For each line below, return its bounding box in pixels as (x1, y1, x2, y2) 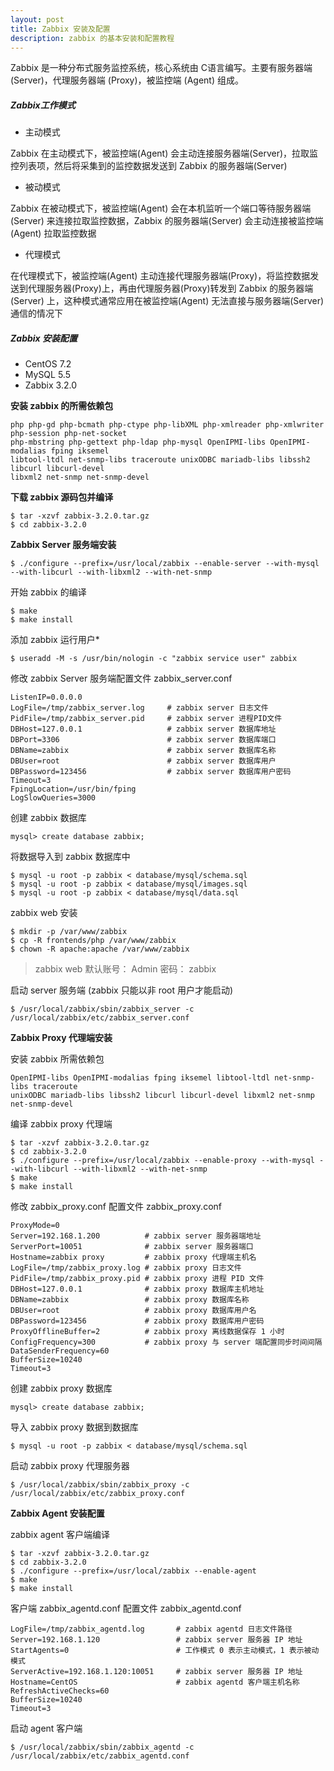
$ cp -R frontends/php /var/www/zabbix (10, 936, 177, 946)
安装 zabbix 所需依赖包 (10, 1053, 105, 1065)
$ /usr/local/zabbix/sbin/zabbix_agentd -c (10, 1742, 195, 1753)
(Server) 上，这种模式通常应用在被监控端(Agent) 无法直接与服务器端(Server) (10, 295, 325, 307)
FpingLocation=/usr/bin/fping (10, 784, 137, 795)
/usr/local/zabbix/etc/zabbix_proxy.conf (10, 1489, 186, 1499)
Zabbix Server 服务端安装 (10, 539, 117, 551)
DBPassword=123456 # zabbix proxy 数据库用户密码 (10, 1316, 265, 1326)
